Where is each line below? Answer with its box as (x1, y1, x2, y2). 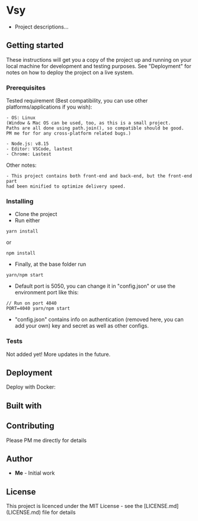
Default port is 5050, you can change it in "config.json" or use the (14, 282, 176, 290)
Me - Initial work (14, 469, 55, 476)
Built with (6, 401, 42, 411)
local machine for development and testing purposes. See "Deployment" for (6, 62, 191, 69)
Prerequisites (6, 84, 46, 92)
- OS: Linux (6, 115, 36, 121)
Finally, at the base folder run (14, 260, 87, 268)
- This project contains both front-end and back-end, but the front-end (6, 173, 193, 179)
